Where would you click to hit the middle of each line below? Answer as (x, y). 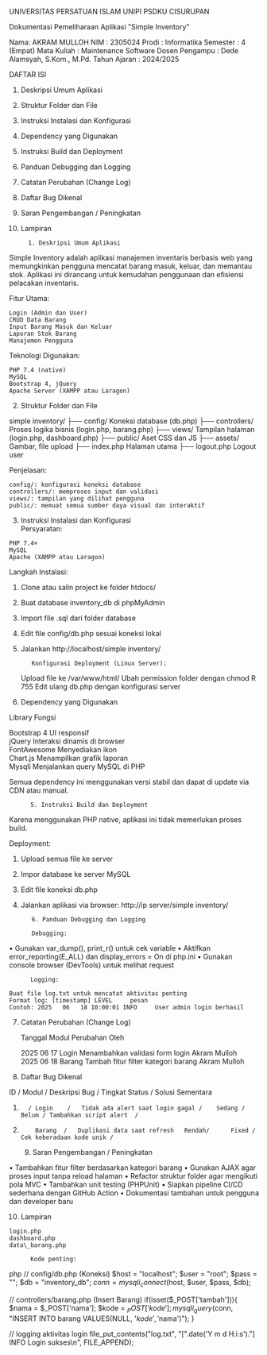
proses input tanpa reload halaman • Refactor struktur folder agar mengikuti (133, 1176)
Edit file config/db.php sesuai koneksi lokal (91, 633)
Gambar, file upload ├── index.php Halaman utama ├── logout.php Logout (133, 446)
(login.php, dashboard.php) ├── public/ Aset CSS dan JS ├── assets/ (124, 438)
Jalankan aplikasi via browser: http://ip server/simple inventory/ (124, 905)
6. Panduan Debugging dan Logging (89, 920)
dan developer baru (41, 1201)
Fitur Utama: (29, 298)
